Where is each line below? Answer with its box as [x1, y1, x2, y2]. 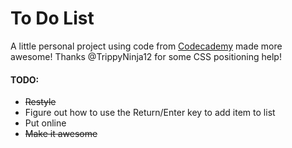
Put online [24, 117, 67, 129]
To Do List [10, 7, 95, 30]
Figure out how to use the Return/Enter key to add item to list [24, 107, 276, 119]
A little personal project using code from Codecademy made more [10, 40, 283, 52]
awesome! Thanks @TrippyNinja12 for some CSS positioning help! [10, 50, 282, 62]
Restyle [24, 96, 57, 108]
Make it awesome [24, 128, 98, 140]
